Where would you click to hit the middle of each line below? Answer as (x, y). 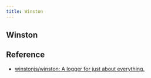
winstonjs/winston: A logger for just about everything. (80, 69)
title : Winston (25, 11)
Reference (26, 55)
